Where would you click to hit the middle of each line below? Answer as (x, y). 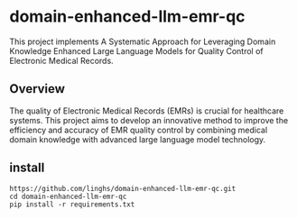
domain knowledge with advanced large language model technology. (138, 139)
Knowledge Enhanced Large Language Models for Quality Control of (136, 50)
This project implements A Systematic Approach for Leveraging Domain (143, 41)
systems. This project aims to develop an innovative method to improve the (149, 120)
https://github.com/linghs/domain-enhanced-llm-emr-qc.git (123, 188)
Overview (37, 89)
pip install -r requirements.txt (72, 204)
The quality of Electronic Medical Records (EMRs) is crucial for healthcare (147, 111)
